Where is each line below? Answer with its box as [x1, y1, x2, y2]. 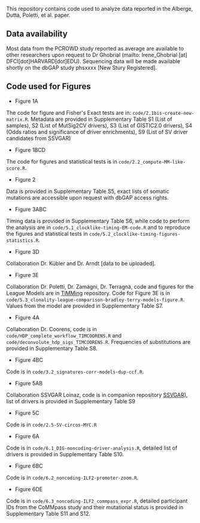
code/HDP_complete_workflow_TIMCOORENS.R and [6, 332, 122, 339]
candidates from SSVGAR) [6, 135, 71, 142]
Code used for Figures [6, 81, 91, 92]
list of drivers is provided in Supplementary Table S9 [6, 397, 136, 405]
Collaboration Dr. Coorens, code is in [6, 325, 97, 332]
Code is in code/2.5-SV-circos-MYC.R [6, 421, 97, 428]
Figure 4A [14, 314, 40, 321]
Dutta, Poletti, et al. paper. [6, 11, 71, 19]
